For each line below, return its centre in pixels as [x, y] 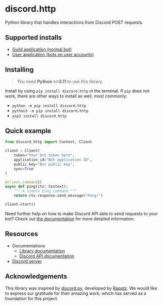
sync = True [24, 169]
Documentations [28, 245]
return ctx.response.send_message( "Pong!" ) [58, 196]
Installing [19, 70]
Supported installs [33, 38]
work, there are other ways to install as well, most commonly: [66, 96]
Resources [22, 234]
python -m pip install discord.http [49, 106]
